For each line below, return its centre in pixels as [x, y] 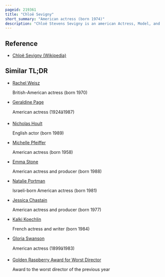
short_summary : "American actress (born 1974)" [55, 19]
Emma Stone [25, 162]
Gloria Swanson [28, 238]
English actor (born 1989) [38, 133]
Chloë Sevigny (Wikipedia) [39, 55]
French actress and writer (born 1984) [51, 229]
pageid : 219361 [21, 10]
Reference [21, 43]
